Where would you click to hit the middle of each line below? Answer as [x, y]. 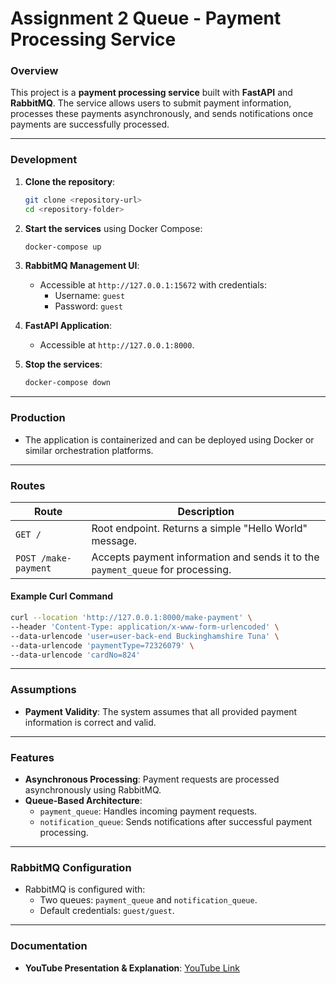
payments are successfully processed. [90, 124]
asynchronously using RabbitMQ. [93, 790]
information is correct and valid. [90, 722]
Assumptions [43, 690]
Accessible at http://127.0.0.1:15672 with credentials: [153, 285]
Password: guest [88, 306]
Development [44, 160]
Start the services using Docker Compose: [113, 228]
